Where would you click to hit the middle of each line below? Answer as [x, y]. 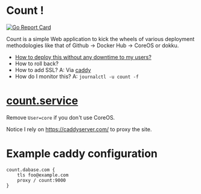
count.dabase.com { [31, 170]
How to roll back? [37, 63]
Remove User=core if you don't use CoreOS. [61, 117]
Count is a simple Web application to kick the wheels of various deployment [101, 39]
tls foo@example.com [43, 175]
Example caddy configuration [82, 154]
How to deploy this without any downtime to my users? [83, 57]
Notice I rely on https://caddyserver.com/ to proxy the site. [79, 129]
